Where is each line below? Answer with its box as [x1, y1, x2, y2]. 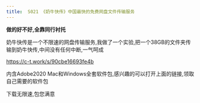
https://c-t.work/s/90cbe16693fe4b [6, 58, 94, 65]
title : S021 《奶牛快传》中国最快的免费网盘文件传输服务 [6, 8, 135, 15]
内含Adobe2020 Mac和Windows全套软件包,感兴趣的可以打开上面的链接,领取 [6, 70, 195, 77]
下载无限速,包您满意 [6, 90, 56, 97]
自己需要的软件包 [6, 77, 49, 85]
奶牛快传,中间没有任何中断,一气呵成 [16, 46, 104, 53]
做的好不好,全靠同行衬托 [6, 26, 66, 33]
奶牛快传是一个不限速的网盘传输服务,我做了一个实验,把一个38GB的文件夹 [6, 38, 186, 45]
